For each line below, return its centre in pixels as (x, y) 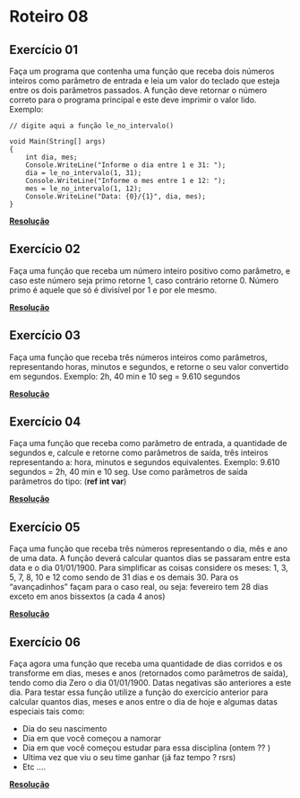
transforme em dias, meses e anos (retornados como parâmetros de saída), (149, 673)
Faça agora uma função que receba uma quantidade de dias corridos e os (146, 664)
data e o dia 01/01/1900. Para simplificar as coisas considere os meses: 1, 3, (149, 568)
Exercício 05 (45, 527)
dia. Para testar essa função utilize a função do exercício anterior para (139, 692)
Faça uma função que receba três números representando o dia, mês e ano (149, 548)
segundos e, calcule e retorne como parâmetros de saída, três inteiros (139, 453)
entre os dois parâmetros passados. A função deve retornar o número (138, 90)
